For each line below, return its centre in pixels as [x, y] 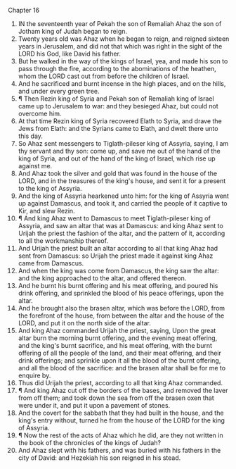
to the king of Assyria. [50, 188]
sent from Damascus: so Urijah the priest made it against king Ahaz [116, 256]
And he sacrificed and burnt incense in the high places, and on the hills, [122, 83]
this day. [30, 136]
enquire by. [34, 375]
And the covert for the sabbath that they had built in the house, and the [121, 413]
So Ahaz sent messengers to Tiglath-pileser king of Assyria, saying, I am [123, 143]
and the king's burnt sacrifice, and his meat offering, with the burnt [115, 345]
